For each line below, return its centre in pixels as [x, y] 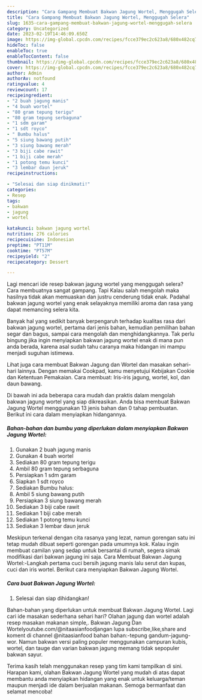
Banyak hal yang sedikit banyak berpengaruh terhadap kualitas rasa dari [96, 321]
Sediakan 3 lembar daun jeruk [52, 526]
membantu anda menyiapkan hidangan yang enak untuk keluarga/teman [96, 679]
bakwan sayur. [25, 654]
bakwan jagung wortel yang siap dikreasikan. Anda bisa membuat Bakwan [99, 402]
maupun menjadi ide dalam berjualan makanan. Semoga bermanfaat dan [97, 685]
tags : [13, 201]
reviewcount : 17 [27, 90]
